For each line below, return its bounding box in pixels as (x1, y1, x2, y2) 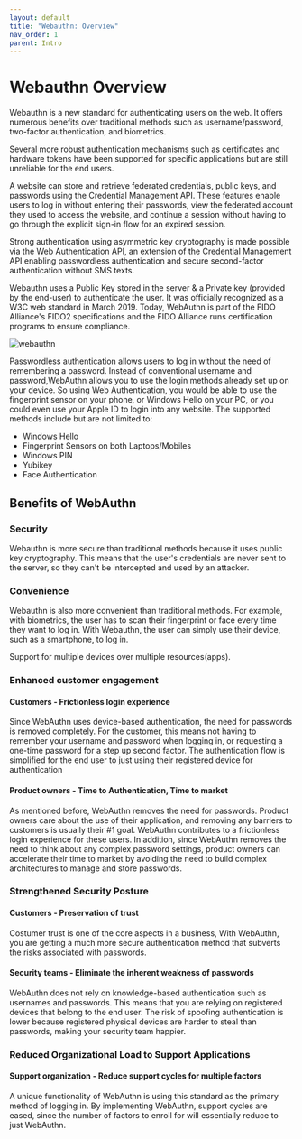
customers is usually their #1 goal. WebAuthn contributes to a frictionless (9, 824, 280, 835)
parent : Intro (9, 38, 63, 48)
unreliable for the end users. (9, 163, 114, 174)
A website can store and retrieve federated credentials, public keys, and (9, 181, 277, 191)
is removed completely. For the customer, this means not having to (9, 726, 257, 736)
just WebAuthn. (9, 1119, 67, 1130)
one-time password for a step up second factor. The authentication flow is (9, 745, 286, 756)
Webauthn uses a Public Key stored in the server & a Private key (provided (9, 282, 286, 293)
